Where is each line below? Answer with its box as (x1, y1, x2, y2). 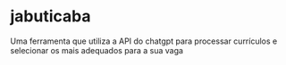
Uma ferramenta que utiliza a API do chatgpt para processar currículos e (10, 36, 278, 46)
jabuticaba (10, 6, 91, 27)
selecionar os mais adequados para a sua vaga (10, 45, 184, 55)
